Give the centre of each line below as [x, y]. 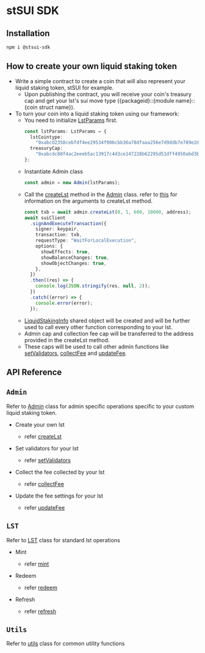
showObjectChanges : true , [74, 263]
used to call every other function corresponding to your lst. [98, 327]
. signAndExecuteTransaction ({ [68, 223]
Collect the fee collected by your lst [60, 472]
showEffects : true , [65, 252]
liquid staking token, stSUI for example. [64, 88]
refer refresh [40, 611]
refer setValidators [48, 460]
